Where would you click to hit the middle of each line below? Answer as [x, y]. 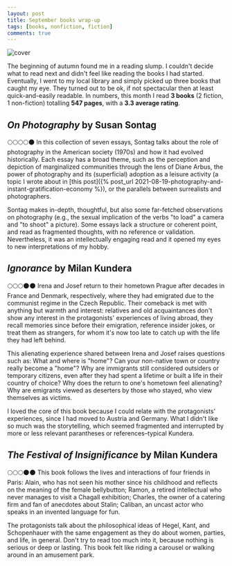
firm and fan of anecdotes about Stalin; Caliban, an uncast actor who [106, 504]
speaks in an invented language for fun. [64, 512]
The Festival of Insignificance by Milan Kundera [113, 455]
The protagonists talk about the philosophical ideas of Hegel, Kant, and [108, 525]
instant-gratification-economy [50, 189]
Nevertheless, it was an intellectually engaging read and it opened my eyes [114, 240]
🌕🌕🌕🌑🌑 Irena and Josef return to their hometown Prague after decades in [116, 285]
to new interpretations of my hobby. [58, 247]
